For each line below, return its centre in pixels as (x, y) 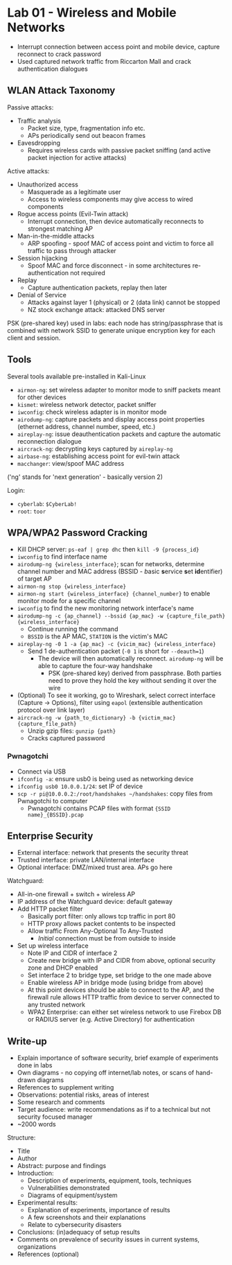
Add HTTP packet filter (50, 909)
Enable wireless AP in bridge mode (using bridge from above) (115, 983)
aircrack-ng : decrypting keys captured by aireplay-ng (95, 448)
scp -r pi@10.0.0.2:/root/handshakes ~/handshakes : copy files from (115, 793)
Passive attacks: (30, 107)
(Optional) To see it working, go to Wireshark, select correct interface (116, 695)
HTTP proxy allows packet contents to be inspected (101, 924)
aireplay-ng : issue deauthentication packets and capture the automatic (119, 434)
